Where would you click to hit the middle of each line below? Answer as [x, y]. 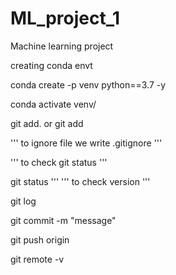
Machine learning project [62, 46]
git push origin [40, 239]
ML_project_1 [65, 18]
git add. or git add [47, 123]
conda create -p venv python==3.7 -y [88, 84]
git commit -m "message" [63, 220]
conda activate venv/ [53, 104]
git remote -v [37, 259]
